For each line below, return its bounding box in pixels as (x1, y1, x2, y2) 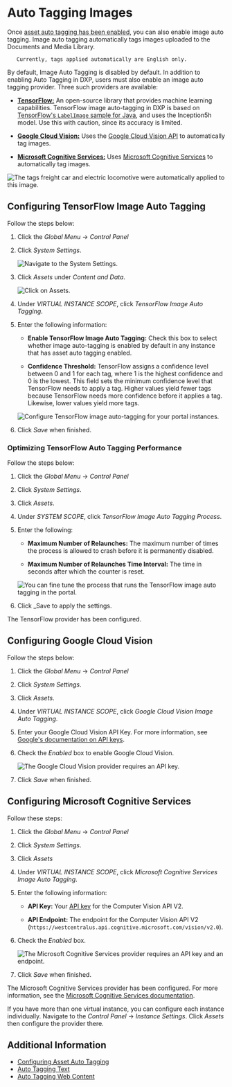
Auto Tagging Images (7, 5, 133, 21)
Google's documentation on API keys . (17, 735, 125, 743)
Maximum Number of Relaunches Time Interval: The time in (27, 560, 202, 569)
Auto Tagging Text (17, 1065, 71, 1073)
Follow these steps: (7, 814, 62, 822)
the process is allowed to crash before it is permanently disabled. (27, 547, 214, 555)
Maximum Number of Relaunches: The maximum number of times (27, 539, 219, 548)
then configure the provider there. (7, 1019, 104, 1027)
